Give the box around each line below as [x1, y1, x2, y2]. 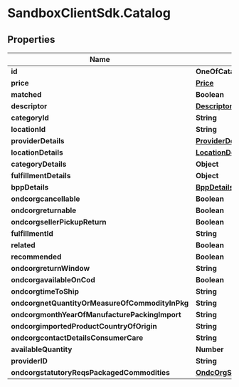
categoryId [11, 113, 50, 123]
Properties [7, 33, 55, 46]
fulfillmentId [11, 229, 53, 238]
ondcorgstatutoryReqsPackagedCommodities [11, 368, 171, 377]
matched [11, 90, 42, 99]
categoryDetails [11, 159, 67, 169]
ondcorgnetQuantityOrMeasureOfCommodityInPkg [11, 298, 189, 308]
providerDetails [11, 136, 65, 145]
